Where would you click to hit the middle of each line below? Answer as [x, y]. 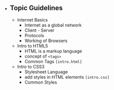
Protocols [34, 35]
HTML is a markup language [53, 51]
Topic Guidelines [36, 8]
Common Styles [41, 82]
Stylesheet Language [46, 72]
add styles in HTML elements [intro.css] [67, 77]
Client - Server [39, 30]
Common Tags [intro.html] [53, 61]
